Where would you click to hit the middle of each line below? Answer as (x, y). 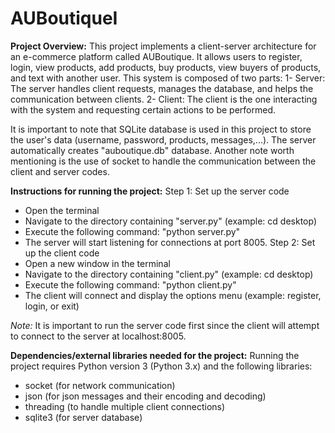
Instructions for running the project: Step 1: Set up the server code (150, 191)
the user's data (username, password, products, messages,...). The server (163, 139)
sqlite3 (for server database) (83, 417)
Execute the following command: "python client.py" (130, 284)
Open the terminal (62, 210)
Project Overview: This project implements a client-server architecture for (163, 46)
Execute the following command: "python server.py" (132, 231)
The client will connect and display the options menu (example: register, (173, 295)
